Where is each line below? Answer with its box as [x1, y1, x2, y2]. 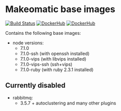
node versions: [12, 39, 44, 46]
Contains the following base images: [5, 30, 81, 36]
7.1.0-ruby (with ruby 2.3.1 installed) [20, 67, 94, 73]
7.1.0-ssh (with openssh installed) [20, 50, 90, 57]
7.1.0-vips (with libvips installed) [20, 55, 87, 62]
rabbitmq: [12, 94, 33, 100]
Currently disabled [5, 81, 66, 90]
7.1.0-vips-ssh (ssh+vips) [20, 61, 72, 67]
